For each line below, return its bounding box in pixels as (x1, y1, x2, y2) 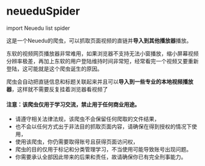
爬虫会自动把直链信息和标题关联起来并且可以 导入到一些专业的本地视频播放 (6, 78, 193, 85)
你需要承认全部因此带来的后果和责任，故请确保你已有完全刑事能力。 (15, 153, 187, 161)
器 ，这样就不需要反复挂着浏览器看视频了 (6, 85, 108, 92)
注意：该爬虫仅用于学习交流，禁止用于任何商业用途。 (6, 100, 140, 108)
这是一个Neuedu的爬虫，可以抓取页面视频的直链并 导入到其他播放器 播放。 (6, 36, 192, 44)
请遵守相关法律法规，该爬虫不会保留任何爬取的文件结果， (15, 116, 160, 123)
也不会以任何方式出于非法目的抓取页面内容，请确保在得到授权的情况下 (15, 123, 192, 130)
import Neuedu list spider (6, 24, 70, 32)
